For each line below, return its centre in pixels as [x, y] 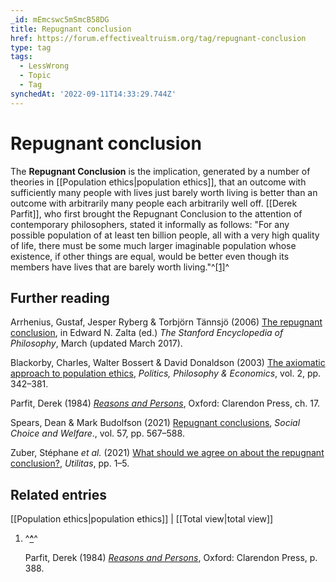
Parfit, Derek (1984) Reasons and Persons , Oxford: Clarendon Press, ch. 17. [165, 403]
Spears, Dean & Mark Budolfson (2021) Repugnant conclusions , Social [155, 423]
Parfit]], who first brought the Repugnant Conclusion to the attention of [156, 213]
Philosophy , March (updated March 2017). [96, 343]
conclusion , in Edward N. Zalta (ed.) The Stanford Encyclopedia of [147, 333]
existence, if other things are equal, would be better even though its [150, 256]
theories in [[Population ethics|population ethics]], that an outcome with [158, 182]
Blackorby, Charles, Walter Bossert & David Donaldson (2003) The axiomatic [168, 363]
